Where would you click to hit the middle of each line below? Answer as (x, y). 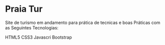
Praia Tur (24, 9)
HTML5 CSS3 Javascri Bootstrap (39, 37)
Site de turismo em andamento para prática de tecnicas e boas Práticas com (83, 22)
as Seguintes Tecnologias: (32, 27)
